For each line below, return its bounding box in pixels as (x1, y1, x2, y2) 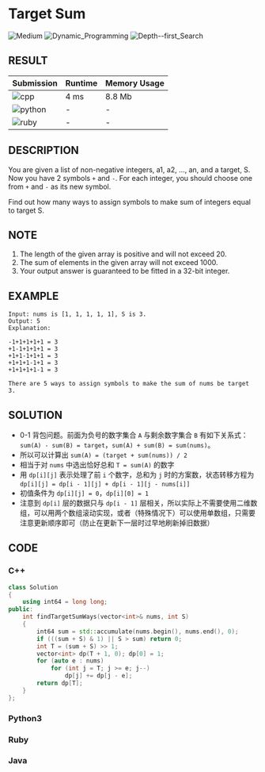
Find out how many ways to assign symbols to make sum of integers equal (8, 197, 252, 206)
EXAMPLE (8, 289, 59, 302)
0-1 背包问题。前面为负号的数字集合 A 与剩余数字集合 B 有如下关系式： (19, 430, 248, 440)
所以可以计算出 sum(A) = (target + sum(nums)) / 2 (19, 450, 187, 459)
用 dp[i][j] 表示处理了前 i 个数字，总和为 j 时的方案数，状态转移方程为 (19, 470, 255, 479)
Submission (12, 77, 58, 88)
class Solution (8, 583, 59, 591)
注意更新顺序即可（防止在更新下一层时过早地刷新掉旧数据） (19, 518, 214, 528)
